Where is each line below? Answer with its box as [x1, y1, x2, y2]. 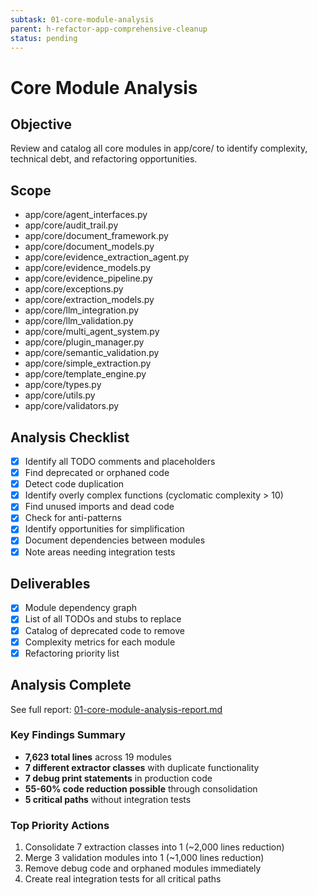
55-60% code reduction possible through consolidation [24, 782, 258, 795]
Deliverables [10, 575, 91, 592]
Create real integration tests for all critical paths [24, 873, 222, 885]
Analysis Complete [10, 677, 132, 694]
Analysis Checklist [10, 429, 130, 446]
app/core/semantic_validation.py [24, 347, 160, 359]
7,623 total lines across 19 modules [24, 751, 172, 763]
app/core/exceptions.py [24, 283, 124, 295]
